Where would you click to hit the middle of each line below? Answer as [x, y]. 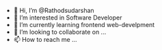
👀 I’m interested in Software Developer [68, 18]
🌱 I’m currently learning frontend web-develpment [84, 25]
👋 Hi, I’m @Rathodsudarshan [54, 10]
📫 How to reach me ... [45, 40]
